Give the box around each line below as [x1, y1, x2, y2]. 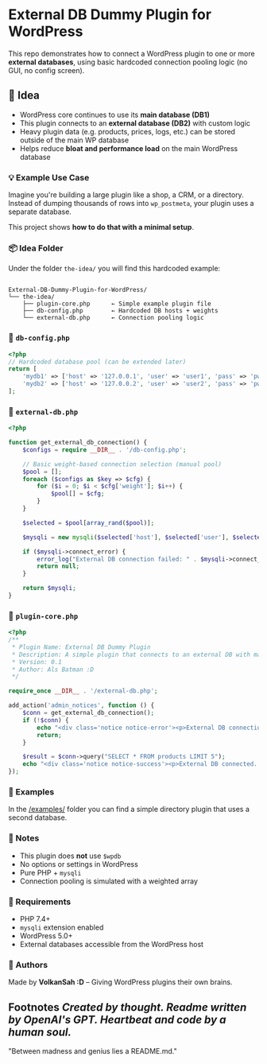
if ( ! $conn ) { [22, 716, 69, 724]
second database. [8, 813, 68, 822]
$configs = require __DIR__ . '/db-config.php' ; [22, 445, 187, 454]
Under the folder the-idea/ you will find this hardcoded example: [8, 264, 221, 274]
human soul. [8, 1025, 72, 1039]
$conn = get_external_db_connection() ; [22, 709, 155, 717]
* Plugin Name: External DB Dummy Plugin [11, 643, 151, 651]
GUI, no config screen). [8, 65, 85, 75]
